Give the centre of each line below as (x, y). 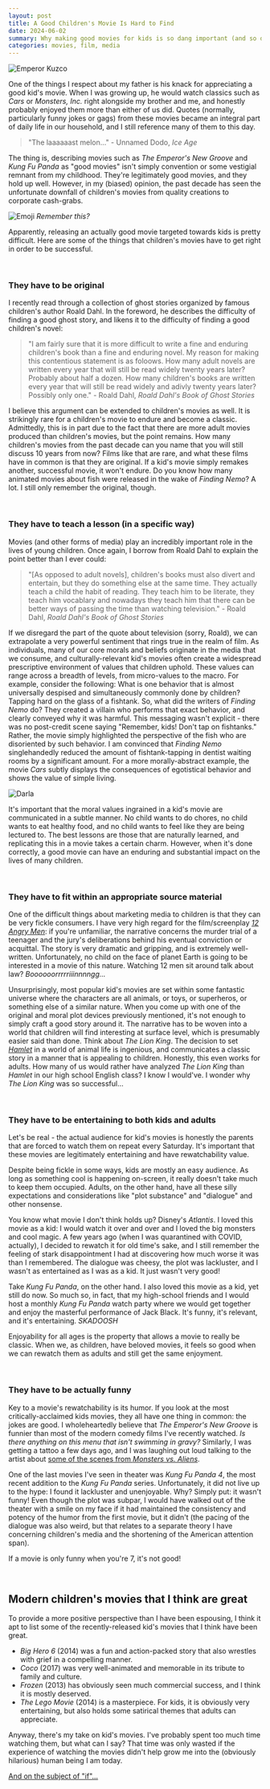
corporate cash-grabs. (46, 201)
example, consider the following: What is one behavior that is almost (121, 683)
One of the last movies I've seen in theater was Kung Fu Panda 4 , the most (132, 1474)
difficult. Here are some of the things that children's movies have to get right (135, 240)
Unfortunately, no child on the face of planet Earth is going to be (141, 957)
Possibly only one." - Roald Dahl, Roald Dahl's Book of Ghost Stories (141, 396)
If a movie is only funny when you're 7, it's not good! (95, 1558)
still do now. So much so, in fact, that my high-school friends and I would (129, 1295)
